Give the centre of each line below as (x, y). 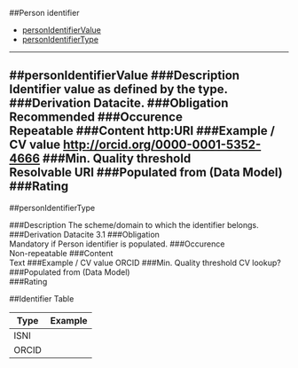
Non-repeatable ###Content (61, 253)
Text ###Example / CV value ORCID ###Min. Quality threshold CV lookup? (145, 262)
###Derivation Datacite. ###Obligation (119, 103)
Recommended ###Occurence (96, 117)
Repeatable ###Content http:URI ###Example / (142, 131)
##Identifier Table (42, 298)
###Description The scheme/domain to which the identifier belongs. (134, 224)
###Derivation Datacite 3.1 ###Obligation (84, 234)
